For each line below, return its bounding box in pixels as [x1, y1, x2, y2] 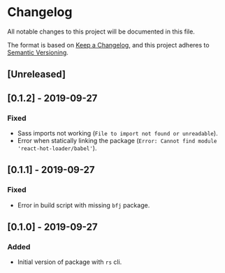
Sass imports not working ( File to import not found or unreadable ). [17, 129, 218, 138]
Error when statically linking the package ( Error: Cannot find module [17, 137, 217, 145]
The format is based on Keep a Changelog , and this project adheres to [7, 40, 210, 49]
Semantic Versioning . [7, 48, 68, 57]
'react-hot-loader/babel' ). [17, 144, 97, 152]
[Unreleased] [7, 68, 66, 80]
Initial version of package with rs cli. [17, 258, 122, 266]
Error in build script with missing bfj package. [17, 200, 150, 209]
